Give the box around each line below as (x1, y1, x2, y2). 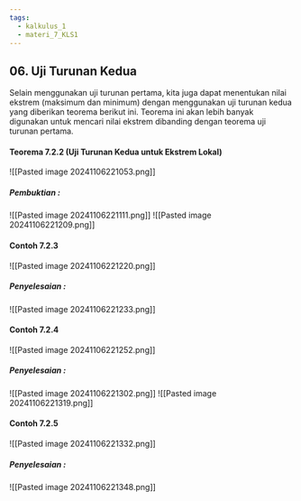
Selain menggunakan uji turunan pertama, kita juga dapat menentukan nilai (9, 88, 287, 98)
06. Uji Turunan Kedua (9, 63, 138, 79)
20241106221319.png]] (9, 397, 94, 408)
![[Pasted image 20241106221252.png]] (9, 344, 156, 355)
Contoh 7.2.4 (9, 324, 59, 335)
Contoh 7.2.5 (9, 418, 59, 429)
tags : (9, 13, 30, 23)
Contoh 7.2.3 (9, 240, 59, 251)
